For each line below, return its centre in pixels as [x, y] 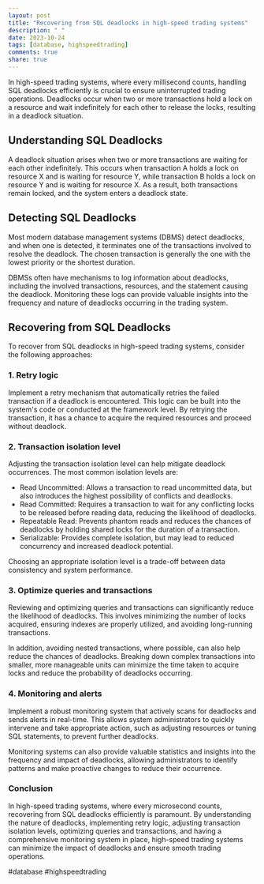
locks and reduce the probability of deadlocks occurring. [100, 673]
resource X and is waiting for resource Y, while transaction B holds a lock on [132, 176]
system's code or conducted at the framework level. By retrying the [118, 409]
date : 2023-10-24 [37, 38]
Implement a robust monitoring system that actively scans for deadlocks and [132, 711]
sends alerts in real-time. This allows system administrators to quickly [121, 719]
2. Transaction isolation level [64, 446]
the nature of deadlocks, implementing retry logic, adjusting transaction [124, 822]
